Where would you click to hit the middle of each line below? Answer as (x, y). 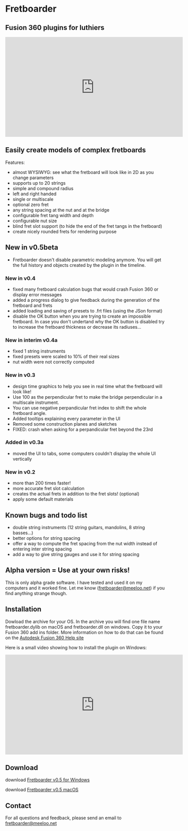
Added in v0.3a (25, 442)
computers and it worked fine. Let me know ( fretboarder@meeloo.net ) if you (85, 588)
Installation (23, 609)
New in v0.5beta (32, 247)
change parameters (33, 178)
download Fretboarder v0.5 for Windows (48, 780)
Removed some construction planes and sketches (65, 424)
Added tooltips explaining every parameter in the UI (66, 419)
